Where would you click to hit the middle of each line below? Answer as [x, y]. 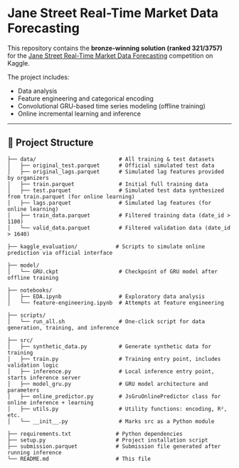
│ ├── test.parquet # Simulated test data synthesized [116, 190]
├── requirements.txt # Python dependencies [95, 434]
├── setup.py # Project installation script [108, 440]
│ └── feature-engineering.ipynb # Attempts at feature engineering [116, 302]
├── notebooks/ [30, 290]
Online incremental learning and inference [79, 113]
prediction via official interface [60, 253]
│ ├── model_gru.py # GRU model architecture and [108, 384]
